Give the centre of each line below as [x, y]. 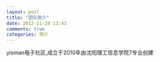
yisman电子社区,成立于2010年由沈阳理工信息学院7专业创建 [80, 53]
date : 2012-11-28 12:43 [37, 23]
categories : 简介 [27, 35]
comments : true [26, 29]
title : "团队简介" [28, 18]
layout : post [23, 12]
